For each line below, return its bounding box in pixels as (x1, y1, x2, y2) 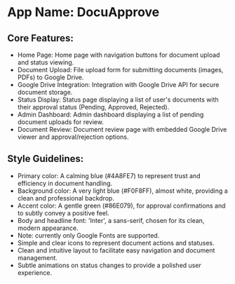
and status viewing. (17, 58, 74, 67)
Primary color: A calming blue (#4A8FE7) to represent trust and (17, 171, 201, 180)
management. (17, 253, 58, 262)
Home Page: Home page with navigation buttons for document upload (17, 50, 220, 59)
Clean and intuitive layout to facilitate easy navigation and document (17, 246, 215, 255)
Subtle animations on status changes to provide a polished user (17, 261, 201, 269)
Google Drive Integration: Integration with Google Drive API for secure (17, 81, 220, 88)
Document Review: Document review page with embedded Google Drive (17, 126, 227, 133)
